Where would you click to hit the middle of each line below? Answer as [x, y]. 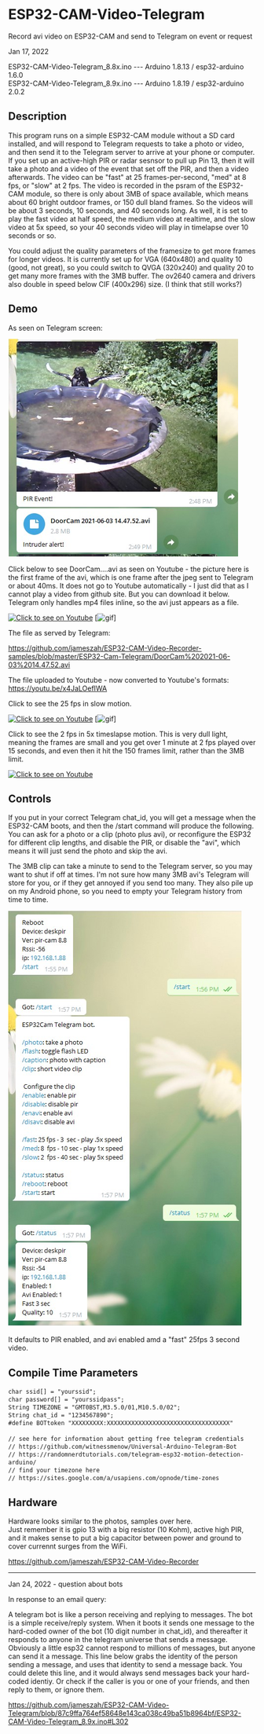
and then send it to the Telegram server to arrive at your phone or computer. [132, 152]
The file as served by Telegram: [59, 632]
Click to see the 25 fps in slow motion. [70, 703]
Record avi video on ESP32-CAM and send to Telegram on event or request [130, 36]
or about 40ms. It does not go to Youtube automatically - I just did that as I [128, 585]
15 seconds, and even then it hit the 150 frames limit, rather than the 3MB [126, 750]
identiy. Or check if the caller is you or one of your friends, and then [140, 1681]
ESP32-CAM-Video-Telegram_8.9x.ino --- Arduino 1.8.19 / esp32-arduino [126, 83]
